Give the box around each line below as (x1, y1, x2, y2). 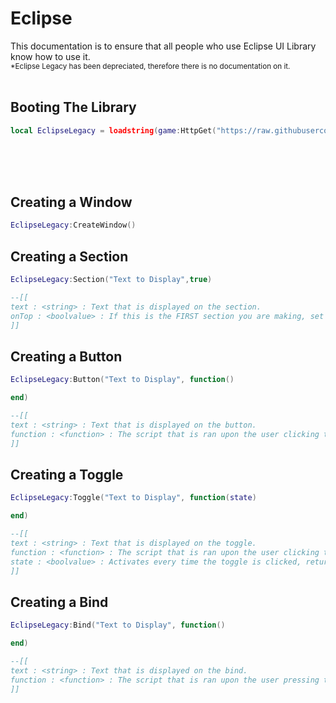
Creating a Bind (10, 593, 109, 611)
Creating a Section (10, 248, 129, 265)
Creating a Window (10, 194, 133, 211)
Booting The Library (10, 99, 137, 116)
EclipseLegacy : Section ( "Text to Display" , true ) (10, 275, 213, 285)
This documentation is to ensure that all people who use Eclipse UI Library (10, 40, 317, 52)
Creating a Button (10, 348, 123, 365)
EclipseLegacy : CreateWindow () (10, 220, 137, 231)
